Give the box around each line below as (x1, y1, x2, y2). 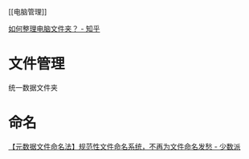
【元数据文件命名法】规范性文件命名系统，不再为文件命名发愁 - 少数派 (8, 141, 241, 151)
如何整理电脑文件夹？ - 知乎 (8, 24, 100, 34)
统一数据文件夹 (8, 82, 58, 92)
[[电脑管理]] (8, 7, 47, 16)
